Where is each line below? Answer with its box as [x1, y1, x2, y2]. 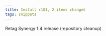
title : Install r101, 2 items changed [5, 7, 86, 12]
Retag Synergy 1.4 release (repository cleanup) [5, 25, 102, 31]
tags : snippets [5, 12, 37, 17]
